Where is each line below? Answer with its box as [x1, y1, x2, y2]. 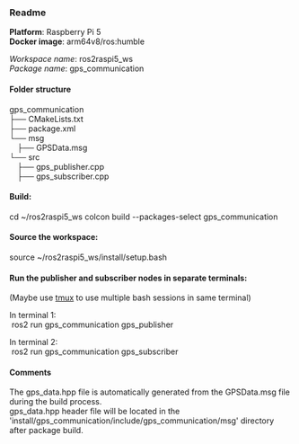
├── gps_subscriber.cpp [17, 171, 110, 182]
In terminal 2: [9, 337, 58, 348]
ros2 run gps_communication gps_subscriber [11, 346, 179, 357]
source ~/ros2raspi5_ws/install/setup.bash [9, 252, 168, 262]
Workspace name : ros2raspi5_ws [9, 54, 133, 65]
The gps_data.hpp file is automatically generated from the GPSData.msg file [9, 386, 290, 397]
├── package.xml [9, 123, 76, 134]
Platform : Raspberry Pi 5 [9, 27, 101, 38]
